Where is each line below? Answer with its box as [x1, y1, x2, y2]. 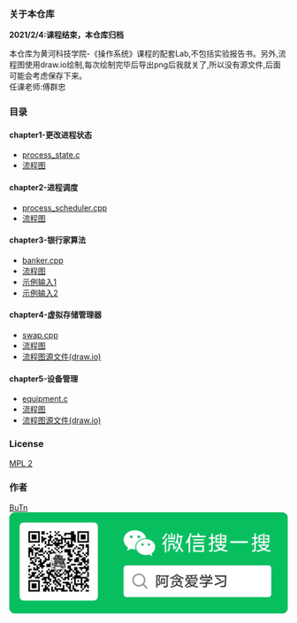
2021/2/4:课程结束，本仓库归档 [9, 29, 124, 41]
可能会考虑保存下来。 [9, 71, 87, 81]
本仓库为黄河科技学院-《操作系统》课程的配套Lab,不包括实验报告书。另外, [9, 49, 278, 59]
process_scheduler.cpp [21, 202, 108, 213]
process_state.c [21, 150, 80, 160]
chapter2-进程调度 [9, 182, 79, 193]
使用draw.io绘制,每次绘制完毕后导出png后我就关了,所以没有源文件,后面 [24, 59, 281, 70]
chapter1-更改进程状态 [9, 129, 93, 140]
